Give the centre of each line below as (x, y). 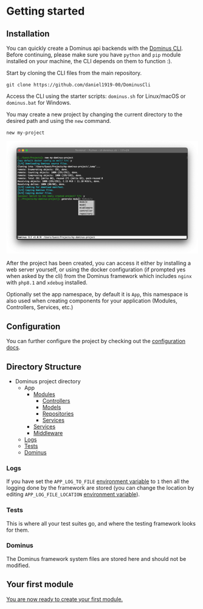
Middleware (48, 433)
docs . (13, 347)
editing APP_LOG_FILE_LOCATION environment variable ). (73, 495)
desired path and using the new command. (59, 121)
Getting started (46, 11)
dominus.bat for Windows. (39, 103)
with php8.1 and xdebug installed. (47, 283)
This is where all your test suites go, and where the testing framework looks (101, 523)
